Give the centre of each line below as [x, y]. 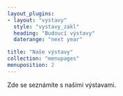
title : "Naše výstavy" [40, 52]
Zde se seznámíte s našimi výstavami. [62, 85]
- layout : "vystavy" [37, 20]
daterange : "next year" [48, 40]
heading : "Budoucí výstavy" [55, 33]
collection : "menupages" [43, 59]
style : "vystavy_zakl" [46, 26]
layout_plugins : [31, 14]
